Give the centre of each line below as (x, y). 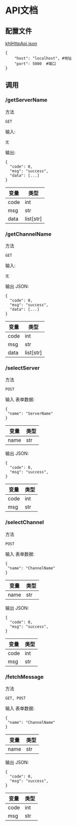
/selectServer (23, 368)
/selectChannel (25, 522)
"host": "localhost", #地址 (43, 58)
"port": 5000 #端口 (35, 64)
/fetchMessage (25, 677)
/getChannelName (28, 234)
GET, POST (16, 698)
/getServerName (26, 100)
